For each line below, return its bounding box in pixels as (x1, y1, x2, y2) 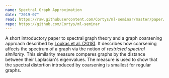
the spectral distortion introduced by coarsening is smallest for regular (5, 62, 151, 68)
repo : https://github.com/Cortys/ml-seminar (5, 21, 100, 27)
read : (5, 17, 17, 22)
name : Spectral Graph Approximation (5, 7, 82, 13)
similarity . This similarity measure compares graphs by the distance (5, 51, 146, 57)
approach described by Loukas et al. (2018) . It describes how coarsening (5, 41, 157, 47)
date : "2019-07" (5, 12, 39, 17)
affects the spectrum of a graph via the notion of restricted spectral (5, 46, 145, 52)
